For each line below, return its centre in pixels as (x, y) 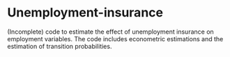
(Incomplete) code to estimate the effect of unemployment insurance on (110, 32)
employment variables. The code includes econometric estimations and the (115, 38)
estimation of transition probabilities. (60, 46)
